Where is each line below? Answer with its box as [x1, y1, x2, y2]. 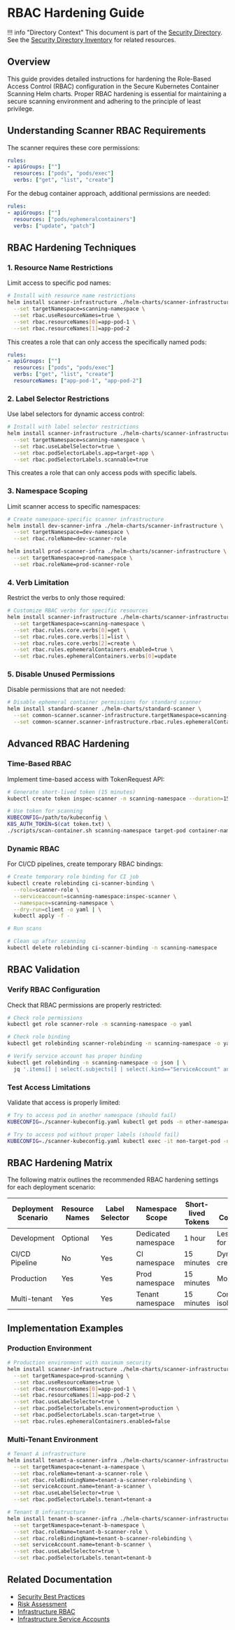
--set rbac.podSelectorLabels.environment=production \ [13, 1405, 180, 1412]
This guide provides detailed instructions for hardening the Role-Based [7, 74, 211, 83]
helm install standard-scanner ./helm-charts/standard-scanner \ [7, 705, 201, 713]
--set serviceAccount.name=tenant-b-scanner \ [13, 1542, 152, 1549]
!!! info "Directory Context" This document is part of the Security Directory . [7, 28, 222, 36]
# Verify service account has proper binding [7, 1053, 142, 1060]
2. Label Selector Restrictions [7, 394, 110, 403]
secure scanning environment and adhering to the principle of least [7, 97, 201, 105]
